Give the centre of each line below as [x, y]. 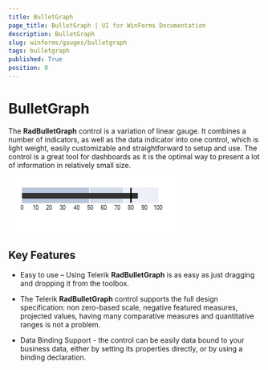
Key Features [42, 255]
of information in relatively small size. [70, 165]
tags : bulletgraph [39, 51]
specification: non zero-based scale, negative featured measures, [129, 307]
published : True [35, 60]
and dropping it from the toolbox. [75, 283]
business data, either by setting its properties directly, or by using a [131, 348]
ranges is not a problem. [60, 324]
